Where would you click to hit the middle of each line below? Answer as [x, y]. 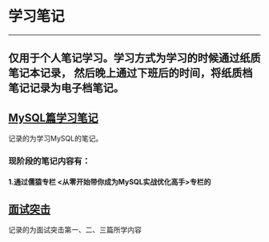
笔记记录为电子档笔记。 [66, 88]
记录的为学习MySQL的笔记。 [56, 139]
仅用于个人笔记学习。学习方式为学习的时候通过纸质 [134, 58]
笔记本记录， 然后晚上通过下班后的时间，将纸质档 [130, 73]
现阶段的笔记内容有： [49, 161]
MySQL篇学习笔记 [53, 118]
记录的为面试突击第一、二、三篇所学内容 [75, 230]
